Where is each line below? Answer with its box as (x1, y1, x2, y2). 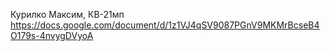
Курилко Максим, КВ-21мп (10, 9, 125, 20)
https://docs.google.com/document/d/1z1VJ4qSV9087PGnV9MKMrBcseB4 (10, 19, 320, 31)
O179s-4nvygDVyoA (10, 30, 94, 41)
